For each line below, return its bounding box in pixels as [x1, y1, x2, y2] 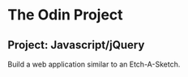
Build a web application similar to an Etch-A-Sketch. [7, 59, 181, 69]
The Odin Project [7, 6, 123, 24]
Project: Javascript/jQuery [7, 38, 145, 52]
